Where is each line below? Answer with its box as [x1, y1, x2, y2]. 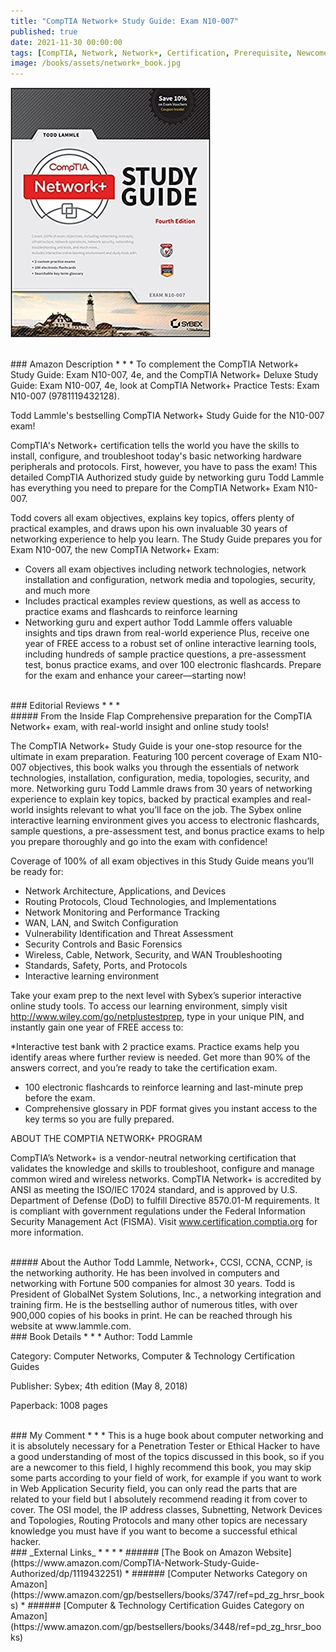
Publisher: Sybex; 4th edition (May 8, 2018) [10, 1380, 188, 1392]
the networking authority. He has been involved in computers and [10, 1267, 280, 1279]
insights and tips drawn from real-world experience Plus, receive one [24, 627, 310, 639]
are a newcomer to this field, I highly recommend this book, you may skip [10, 1461, 312, 1474]
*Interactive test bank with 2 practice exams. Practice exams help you [10, 1041, 300, 1053]
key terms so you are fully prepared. [24, 1113, 175, 1125]
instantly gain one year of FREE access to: [10, 1021, 184, 1034]
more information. [10, 1226, 84, 1239]
